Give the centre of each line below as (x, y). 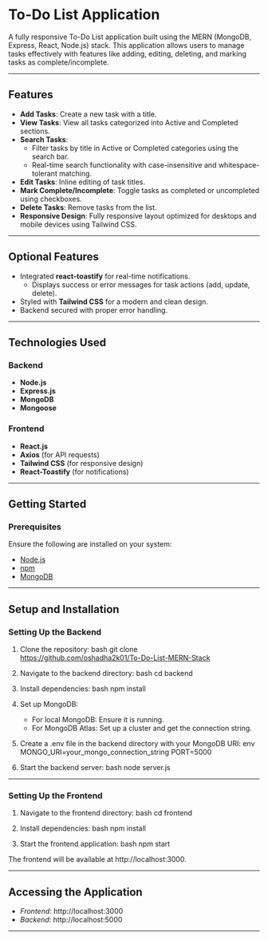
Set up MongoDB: (49, 704)
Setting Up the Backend (55, 632)
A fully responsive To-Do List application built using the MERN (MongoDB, (130, 37)
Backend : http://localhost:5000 (71, 920)
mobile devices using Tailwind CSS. (78, 224)
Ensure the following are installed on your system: (90, 544)
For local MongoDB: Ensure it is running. (98, 719)
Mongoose (38, 408)
